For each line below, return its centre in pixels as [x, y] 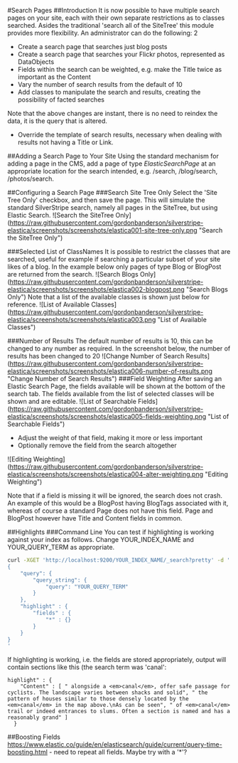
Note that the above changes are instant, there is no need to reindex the [113, 113]
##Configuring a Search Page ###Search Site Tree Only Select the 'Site [113, 192]
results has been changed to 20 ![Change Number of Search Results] [109, 356]
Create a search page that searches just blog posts [92, 47]
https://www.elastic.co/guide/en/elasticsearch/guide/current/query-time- [115, 745]
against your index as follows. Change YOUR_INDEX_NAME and [101, 539]
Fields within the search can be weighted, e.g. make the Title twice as [120, 69]
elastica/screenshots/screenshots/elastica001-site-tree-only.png [102, 230]
